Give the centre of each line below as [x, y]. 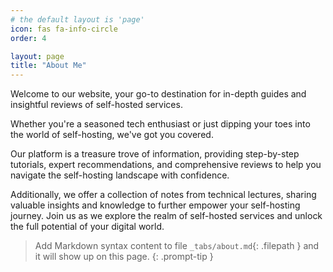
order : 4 [28, 38]
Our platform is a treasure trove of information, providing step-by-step [155, 154]
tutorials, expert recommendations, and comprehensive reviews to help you [166, 165]
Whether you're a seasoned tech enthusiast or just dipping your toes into [160, 124]
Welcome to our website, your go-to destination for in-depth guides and [158, 94]
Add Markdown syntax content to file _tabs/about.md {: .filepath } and [177, 246]
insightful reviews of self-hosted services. [96, 105]
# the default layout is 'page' [77, 19]
